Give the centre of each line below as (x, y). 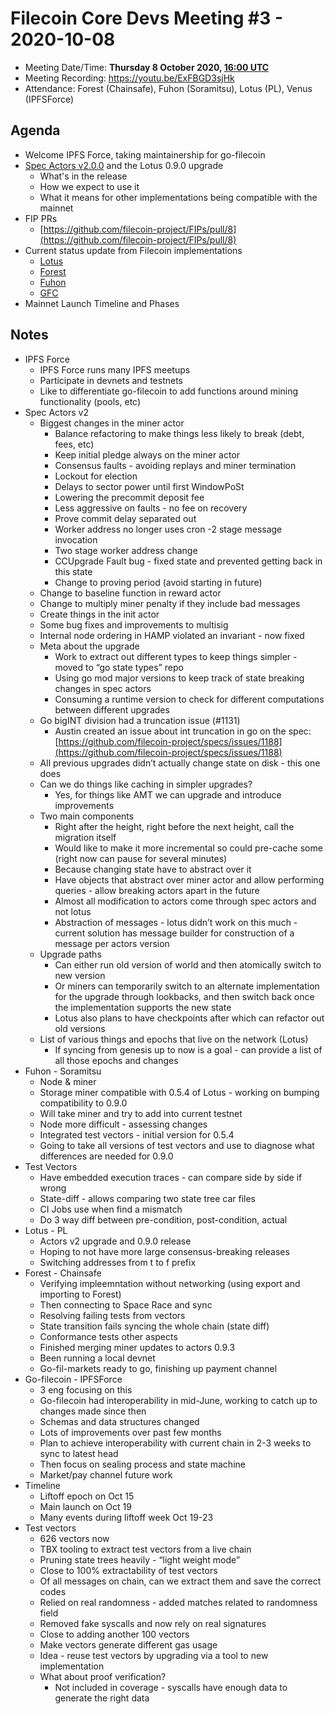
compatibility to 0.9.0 (83, 1103)
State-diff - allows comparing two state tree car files (147, 1198)
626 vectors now (74, 1538)
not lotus (73, 911)
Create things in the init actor (99, 614)
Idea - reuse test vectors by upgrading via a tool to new (154, 1655)
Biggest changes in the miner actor (112, 423)
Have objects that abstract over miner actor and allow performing (189, 879)
